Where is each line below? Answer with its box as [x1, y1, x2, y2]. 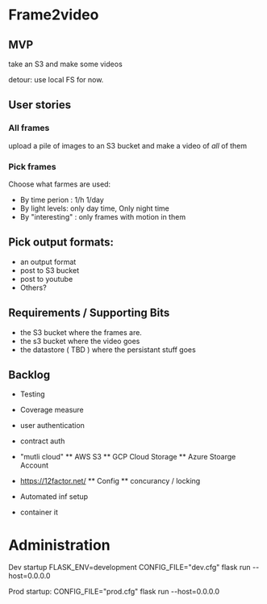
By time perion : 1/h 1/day [19, 195, 104, 204]
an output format [19, 257, 77, 266]
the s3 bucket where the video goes [19, 336, 140, 346]
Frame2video [8, 6, 99, 24]
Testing [19, 389, 46, 399]
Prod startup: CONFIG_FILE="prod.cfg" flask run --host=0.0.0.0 [8, 587, 220, 597]
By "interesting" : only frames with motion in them [19, 212, 186, 221]
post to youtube [19, 274, 73, 283]
